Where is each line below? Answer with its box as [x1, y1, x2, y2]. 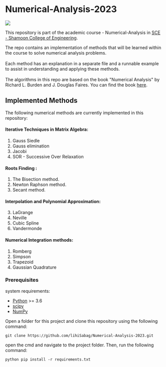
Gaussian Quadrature [12, 264, 57, 270]
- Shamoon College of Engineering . [5, 35, 78, 41]
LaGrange [12, 210, 34, 216]
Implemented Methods [5, 96, 78, 105]
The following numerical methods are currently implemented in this [5, 109, 144, 116]
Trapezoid [12, 259, 34, 265]
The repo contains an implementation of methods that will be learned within [5, 44, 161, 51]
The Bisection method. [12, 176, 60, 182]
